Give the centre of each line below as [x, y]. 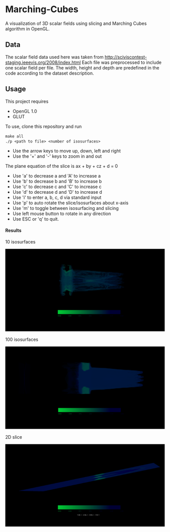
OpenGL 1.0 [25, 111]
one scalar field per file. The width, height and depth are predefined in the [82, 67]
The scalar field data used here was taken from [54, 57]
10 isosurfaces [20, 241]
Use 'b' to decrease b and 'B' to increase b [57, 181]
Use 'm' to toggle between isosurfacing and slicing [66, 208]
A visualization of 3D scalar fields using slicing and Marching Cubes [76, 23]
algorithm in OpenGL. [27, 28]
